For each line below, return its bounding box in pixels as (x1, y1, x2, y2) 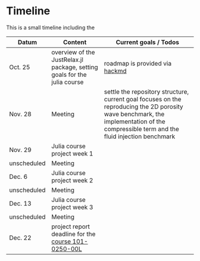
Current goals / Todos (115, 38, 180, 46)
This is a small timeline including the (6, 24, 95, 31)
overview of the (51, 48, 95, 56)
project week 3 (51, 203, 93, 211)
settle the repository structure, (104, 88, 189, 96)
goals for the (51, 70, 87, 79)
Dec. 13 (9, 199, 32, 207)
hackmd (104, 67, 127, 75)
